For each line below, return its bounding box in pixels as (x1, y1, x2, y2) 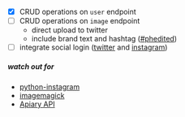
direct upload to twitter (31, 25, 109, 35)
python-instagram (19, 82, 80, 92)
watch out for (7, 61, 54, 71)
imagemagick (19, 91, 65, 101)
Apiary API (19, 99, 55, 109)
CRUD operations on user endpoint (19, 7, 137, 16)
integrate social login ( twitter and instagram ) (19, 42, 168, 52)
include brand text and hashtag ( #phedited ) (31, 34, 178, 44)
